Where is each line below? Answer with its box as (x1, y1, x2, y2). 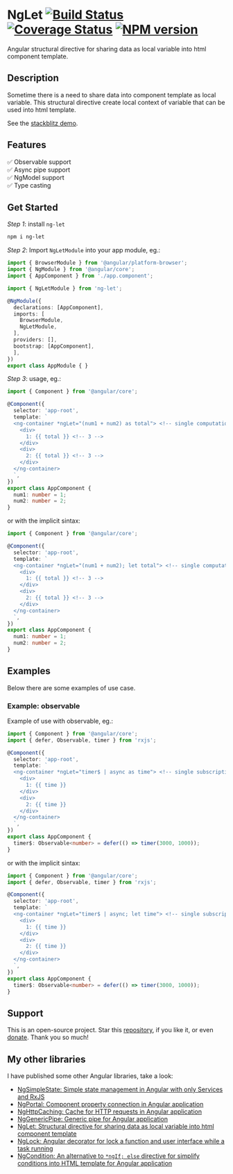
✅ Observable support (7, 157, 71, 166)
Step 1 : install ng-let (7, 220, 65, 229)
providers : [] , (13, 336, 58, 343)
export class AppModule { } (7, 362, 89, 369)
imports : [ (13, 310, 45, 318)
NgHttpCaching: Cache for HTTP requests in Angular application (17, 1107, 202, 1116)
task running (17, 1144, 53, 1153)
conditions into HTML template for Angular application (17, 1159, 173, 1168)
